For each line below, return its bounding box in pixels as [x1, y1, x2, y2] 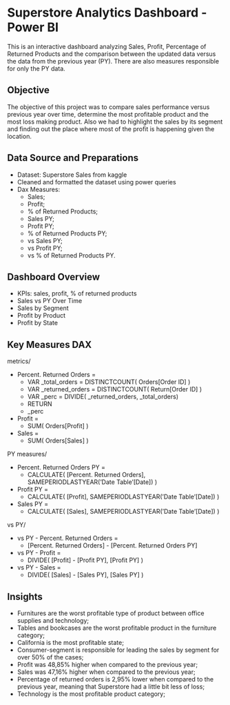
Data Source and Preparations [7, 152, 139, 164]
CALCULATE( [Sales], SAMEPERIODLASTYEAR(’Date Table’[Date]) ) [27, 508, 220, 516]
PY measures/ [7, 450, 48, 458]
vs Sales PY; [27, 236, 63, 244]
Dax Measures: [17, 185, 61, 193]
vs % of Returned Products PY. [27, 251, 116, 260]
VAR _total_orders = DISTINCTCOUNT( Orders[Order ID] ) [27, 378, 191, 386]
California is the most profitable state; [17, 639, 124, 646]
